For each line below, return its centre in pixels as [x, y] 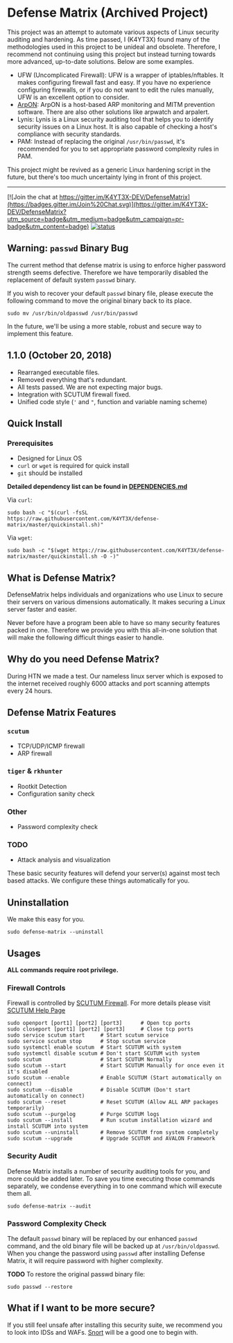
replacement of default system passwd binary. [72, 280]
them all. [19, 1193]
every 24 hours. [30, 691]
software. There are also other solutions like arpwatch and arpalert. [113, 112]
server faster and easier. [42, 610]
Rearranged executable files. [58, 372]
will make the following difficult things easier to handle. [86, 637]
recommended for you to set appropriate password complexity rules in [118, 149]
